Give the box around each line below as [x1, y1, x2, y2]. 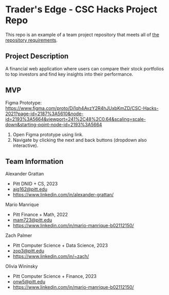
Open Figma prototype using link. [12, 131, 84, 137]
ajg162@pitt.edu [12, 186, 48, 192]
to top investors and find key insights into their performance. [5, 71, 134, 77]
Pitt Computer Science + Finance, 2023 [12, 273, 97, 280]
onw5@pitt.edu [12, 279, 45, 285]
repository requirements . [5, 37, 58, 43]
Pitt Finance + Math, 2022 [12, 212, 68, 218]
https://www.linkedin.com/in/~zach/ [12, 253, 89, 260]
